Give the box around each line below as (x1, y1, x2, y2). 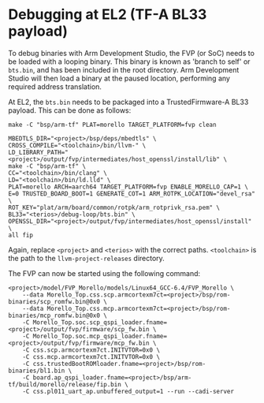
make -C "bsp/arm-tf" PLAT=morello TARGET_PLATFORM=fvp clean (8, 121, 217, 129)
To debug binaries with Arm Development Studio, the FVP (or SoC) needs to (8, 48, 255, 58)
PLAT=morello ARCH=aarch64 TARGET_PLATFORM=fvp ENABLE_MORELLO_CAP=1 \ (8, 183, 248, 191)
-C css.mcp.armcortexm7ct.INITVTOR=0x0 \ (22, 353, 160, 360)
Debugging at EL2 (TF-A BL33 (8, 6, 207, 24)
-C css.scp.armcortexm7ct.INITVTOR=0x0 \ (22, 345, 160, 354)
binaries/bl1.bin (8, 367, 65, 375)
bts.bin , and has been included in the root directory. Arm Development (8, 65, 240, 74)
